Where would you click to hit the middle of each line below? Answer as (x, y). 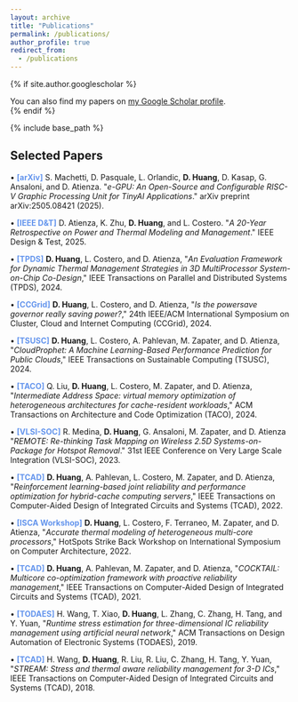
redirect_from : (38, 51)
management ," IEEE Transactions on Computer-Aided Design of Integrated (147, 586)
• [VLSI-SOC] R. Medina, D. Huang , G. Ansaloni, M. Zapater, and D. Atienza (148, 431)
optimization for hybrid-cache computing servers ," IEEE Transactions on (143, 496)
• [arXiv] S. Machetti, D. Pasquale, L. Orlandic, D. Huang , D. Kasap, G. (139, 177)
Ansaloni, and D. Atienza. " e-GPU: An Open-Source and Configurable (137, 187)
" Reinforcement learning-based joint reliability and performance (128, 486)
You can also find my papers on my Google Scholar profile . (118, 101)
